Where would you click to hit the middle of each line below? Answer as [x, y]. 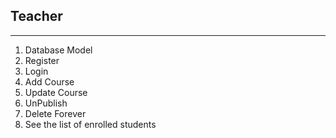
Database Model [58, 50]
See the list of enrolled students [90, 124]
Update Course [56, 92]
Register [42, 60]
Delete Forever [55, 113]
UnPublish [46, 103]
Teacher [36, 16]
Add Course [49, 81]
